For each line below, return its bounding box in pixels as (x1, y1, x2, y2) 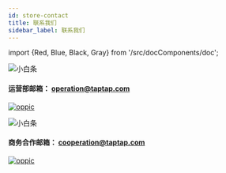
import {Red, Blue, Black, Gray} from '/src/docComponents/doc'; (8, 48, 219, 58)
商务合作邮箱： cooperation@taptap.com (8, 137, 145, 147)
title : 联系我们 (8, 19, 57, 27)
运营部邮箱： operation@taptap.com (8, 84, 130, 93)
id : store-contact (8, 11, 69, 20)
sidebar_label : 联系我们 (8, 26, 85, 34)
